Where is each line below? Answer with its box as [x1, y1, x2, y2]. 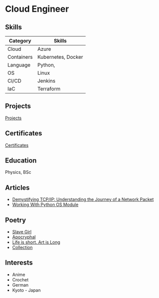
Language [7, 62, 31, 68]
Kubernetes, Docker [37, 54, 83, 60]
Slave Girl [12, 229, 32, 235]
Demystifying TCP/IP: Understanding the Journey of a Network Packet [12, 197, 154, 203]
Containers [7, 54, 33, 60]
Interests [5, 258, 33, 267]
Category [9, 38, 32, 44]
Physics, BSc [5, 169, 32, 175]
